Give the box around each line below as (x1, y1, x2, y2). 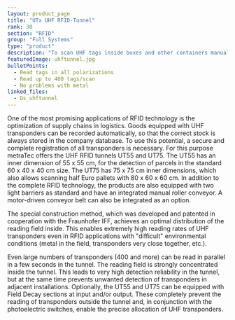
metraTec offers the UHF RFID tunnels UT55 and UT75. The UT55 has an (7, 151, 216, 160)
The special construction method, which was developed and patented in (7, 209, 215, 218)
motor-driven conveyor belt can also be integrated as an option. (7, 196, 191, 204)
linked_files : (7, 88, 49, 95)
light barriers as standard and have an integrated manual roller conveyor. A (7, 188, 222, 197)
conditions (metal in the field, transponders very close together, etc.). (7, 239, 208, 247)
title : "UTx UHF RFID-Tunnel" (7, 17, 96, 24)
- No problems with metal (13, 82, 90, 89)
